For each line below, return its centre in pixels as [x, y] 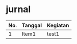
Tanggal [32, 25]
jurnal [18, 9]
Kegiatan [58, 25]
